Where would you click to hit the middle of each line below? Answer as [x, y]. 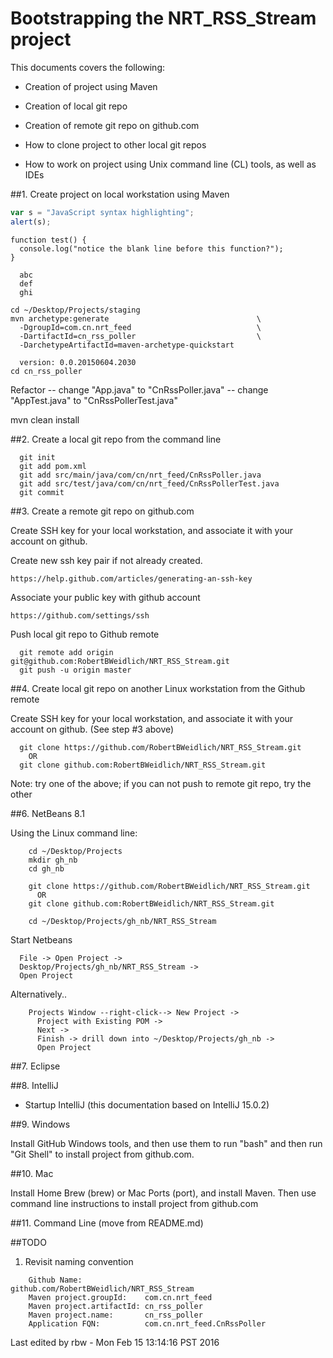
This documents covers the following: [88, 67]
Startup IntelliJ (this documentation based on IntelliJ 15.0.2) [147, 1104]
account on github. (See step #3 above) [92, 729]
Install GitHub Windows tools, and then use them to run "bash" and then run [166, 1143]
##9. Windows [40, 1124]
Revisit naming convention [79, 1261]
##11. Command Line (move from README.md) [107, 1223]
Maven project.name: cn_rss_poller [115, 1315]
